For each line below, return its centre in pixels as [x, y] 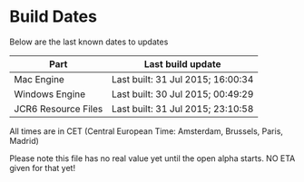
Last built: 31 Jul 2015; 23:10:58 [183, 109]
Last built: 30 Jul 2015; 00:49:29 [183, 94]
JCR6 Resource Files [59, 109]
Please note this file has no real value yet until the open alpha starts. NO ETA [152, 158]
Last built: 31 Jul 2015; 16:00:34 [183, 79]
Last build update [182, 63]
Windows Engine [50, 94]
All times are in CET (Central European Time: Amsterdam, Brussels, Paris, [147, 131]
